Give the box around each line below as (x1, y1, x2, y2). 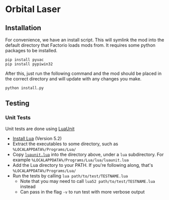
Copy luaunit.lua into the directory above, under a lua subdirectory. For (12, 151, 164, 157)
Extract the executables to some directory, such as (12, 141, 119, 147)
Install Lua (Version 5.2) (12, 135, 62, 141)
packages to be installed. (5, 48, 58, 53)
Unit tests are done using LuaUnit (5, 126, 75, 132)
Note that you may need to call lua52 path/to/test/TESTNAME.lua (20, 178, 155, 184)
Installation (5, 24, 41, 32)
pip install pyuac (5, 57, 44, 62)
